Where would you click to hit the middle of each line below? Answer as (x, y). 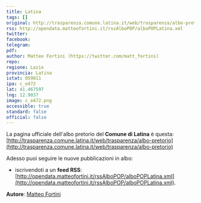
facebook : (19, 39)
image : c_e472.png (29, 100)
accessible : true (28, 106)
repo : (13, 61)
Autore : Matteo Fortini (33, 194)
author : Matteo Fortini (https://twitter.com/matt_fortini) (83, 56)
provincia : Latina (29, 73)
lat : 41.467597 (25, 90)
